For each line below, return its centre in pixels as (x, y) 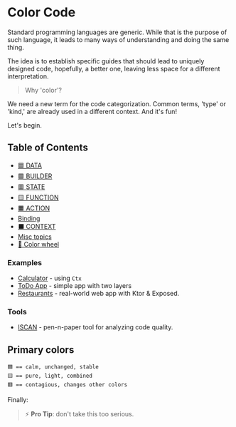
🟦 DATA (30, 165)
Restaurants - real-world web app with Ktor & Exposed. (98, 294)
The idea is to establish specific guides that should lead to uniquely (106, 61)
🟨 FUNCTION (38, 197)
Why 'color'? (43, 90)
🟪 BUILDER (35, 176)
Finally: (18, 400)
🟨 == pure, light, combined (50, 376)
